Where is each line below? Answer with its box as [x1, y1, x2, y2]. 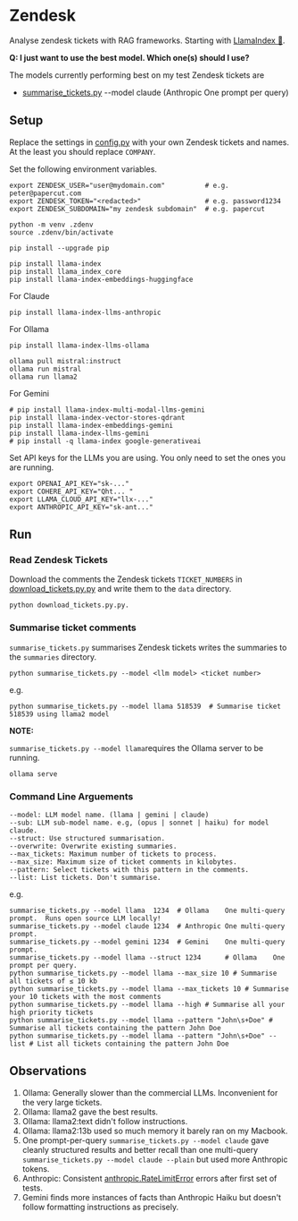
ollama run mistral [9, 364, 82, 373]
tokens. [21, 1163, 50, 1174]
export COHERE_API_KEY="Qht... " [9, 487, 134, 496]
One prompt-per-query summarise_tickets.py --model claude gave [21, 1134, 269, 1146]
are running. [9, 462, 54, 473]
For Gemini [9, 388, 50, 398]
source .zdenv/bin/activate [9, 227, 114, 237]
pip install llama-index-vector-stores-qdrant [9, 413, 186, 422]
